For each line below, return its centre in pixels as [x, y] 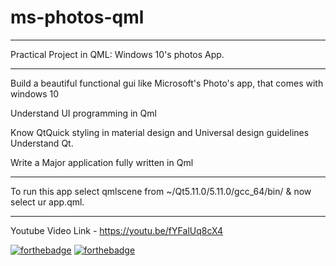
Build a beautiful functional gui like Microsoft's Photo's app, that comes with [167, 83]
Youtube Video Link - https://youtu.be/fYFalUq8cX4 [117, 230]
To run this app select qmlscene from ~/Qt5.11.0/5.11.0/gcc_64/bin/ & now [161, 191]
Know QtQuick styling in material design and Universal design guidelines [160, 132]
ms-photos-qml [77, 17]
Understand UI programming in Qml [83, 113]
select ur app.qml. [47, 202]
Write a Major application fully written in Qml [102, 162]
